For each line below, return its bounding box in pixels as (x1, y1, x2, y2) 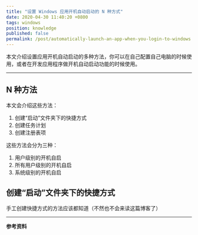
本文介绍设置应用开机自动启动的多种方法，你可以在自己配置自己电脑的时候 (6, 53, 187, 60)
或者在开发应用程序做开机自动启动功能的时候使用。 (16, 60, 140, 67)
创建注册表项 (14, 129, 46, 136)
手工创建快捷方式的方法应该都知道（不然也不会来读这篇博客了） (6, 204, 161, 211)
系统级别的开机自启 (14, 169, 62, 176)
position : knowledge (6, 25, 57, 31)
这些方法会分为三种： (6, 141, 58, 148)
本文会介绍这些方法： (6, 102, 58, 109)
